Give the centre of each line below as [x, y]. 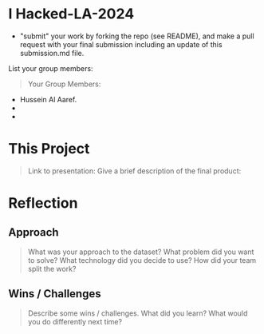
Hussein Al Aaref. [48, 99]
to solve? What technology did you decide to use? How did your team [142, 260]
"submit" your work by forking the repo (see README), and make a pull [137, 36]
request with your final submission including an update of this [121, 44]
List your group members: [51, 68]
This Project [49, 149]
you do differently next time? [75, 321]
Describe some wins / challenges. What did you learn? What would [138, 313]
